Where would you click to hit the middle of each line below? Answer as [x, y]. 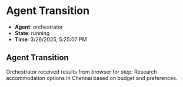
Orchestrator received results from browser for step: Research [82, 72]
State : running [32, 33]
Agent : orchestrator [39, 27]
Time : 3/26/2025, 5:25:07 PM [51, 39]
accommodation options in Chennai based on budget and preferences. [92, 78]
